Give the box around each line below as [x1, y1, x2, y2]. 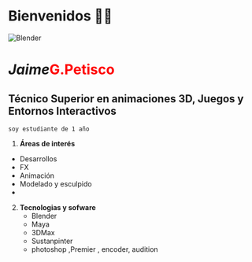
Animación [19, 171, 55, 180]
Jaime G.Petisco [8, 61, 115, 79]
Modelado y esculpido [19, 179, 92, 188]
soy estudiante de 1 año [8, 125, 90, 133]
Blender [31, 211, 57, 220]
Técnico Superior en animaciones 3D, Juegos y [8, 92, 244, 105]
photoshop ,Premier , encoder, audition [31, 244, 159, 254]
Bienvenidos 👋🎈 [8, 7, 113, 25]
